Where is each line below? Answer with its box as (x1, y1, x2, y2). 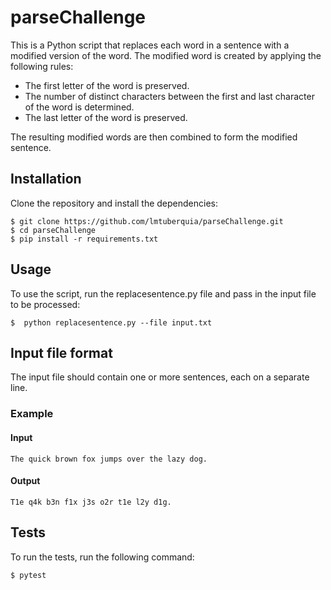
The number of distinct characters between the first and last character (24, 90, 315, 102)
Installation (10, 171, 82, 188)
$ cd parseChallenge (10, 225, 97, 235)
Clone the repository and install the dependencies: (10, 197, 219, 209)
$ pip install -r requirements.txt (10, 234, 159, 244)
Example (10, 407, 54, 421)
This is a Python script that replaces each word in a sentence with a (10, 39, 290, 51)
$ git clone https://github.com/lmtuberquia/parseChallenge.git (10, 216, 284, 226)
